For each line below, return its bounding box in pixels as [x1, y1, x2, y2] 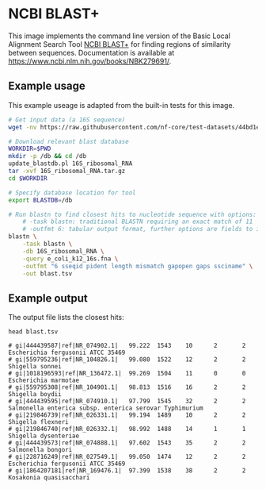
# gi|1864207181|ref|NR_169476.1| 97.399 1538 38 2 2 [8, 467, 246, 475]
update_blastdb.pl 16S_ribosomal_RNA [8, 160, 133, 167]
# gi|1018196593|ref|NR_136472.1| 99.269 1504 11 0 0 [8, 370, 246, 378]
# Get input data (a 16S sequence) [8, 116, 126, 124]
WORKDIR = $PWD [8, 144, 51, 153]
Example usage [8, 79, 85, 93]
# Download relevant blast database [8, 137, 129, 145]
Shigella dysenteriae [8, 432, 80, 441]
